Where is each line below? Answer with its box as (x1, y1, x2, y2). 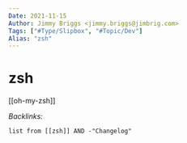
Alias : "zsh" (8, 34, 53, 43)
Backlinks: (8, 111, 43, 121)
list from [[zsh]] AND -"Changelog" (8, 127, 132, 136)
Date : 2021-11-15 (8, 11, 67, 20)
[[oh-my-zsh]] (8, 96, 56, 106)
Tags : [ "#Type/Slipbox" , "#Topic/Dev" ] (8, 27, 143, 35)
